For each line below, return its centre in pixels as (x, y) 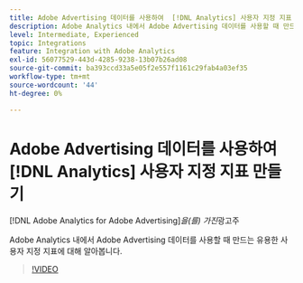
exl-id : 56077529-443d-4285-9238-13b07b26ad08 (98, 60)
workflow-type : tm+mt (50, 77)
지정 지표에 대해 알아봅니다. (74, 251)
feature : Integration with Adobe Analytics (92, 52)
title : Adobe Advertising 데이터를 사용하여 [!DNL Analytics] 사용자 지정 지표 (151, 18)
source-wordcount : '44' (54, 85)
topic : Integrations (48, 43)
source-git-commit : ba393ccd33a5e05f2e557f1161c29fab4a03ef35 (129, 69)
